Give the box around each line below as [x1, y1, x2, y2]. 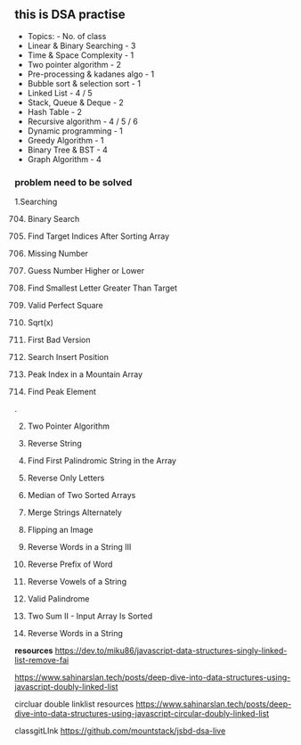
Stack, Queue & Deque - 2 [27, 97, 124, 108]
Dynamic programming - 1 [27, 125, 123, 136]
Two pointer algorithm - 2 [27, 59, 121, 70]
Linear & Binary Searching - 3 [27, 40, 136, 51]
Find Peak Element [27, 387, 97, 397]
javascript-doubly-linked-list [14, 682, 118, 692]
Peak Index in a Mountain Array [27, 369, 143, 380]
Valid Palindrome [27, 594, 90, 604]
